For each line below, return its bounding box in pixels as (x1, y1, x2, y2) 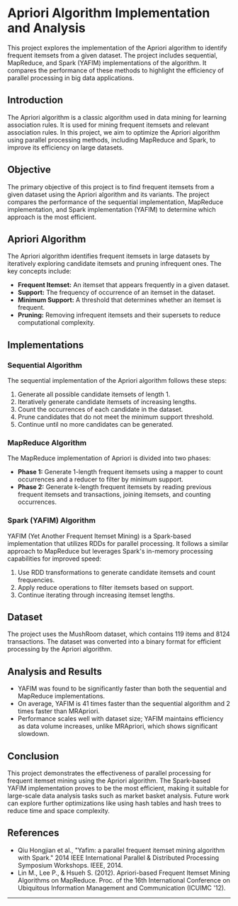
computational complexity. (17, 318, 96, 327)
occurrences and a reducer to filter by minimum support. (17, 475, 184, 483)
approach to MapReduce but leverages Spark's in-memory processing (7, 547, 213, 555)
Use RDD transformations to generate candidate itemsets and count (17, 568, 216, 576)
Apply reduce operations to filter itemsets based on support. (17, 583, 195, 591)
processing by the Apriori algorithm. (7, 645, 113, 654)
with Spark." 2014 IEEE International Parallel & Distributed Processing (17, 853, 220, 862)
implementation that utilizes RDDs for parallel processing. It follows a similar (7, 539, 229, 547)
